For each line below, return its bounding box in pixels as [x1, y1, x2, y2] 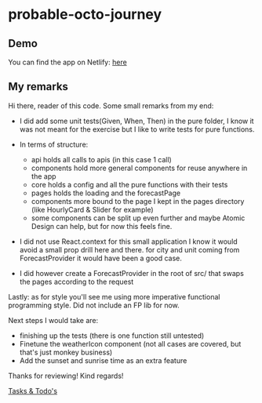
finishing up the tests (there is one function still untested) [19, 331, 205, 340]
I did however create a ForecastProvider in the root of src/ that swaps [19, 268, 245, 278]
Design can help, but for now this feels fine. [31, 221, 173, 231]
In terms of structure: [19, 140, 89, 149]
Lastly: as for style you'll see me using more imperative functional [8, 292, 220, 301]
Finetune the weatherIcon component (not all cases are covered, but [19, 339, 242, 348]
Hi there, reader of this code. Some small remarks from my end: [8, 100, 214, 111]
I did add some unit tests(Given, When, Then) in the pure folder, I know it [19, 116, 254, 125]
